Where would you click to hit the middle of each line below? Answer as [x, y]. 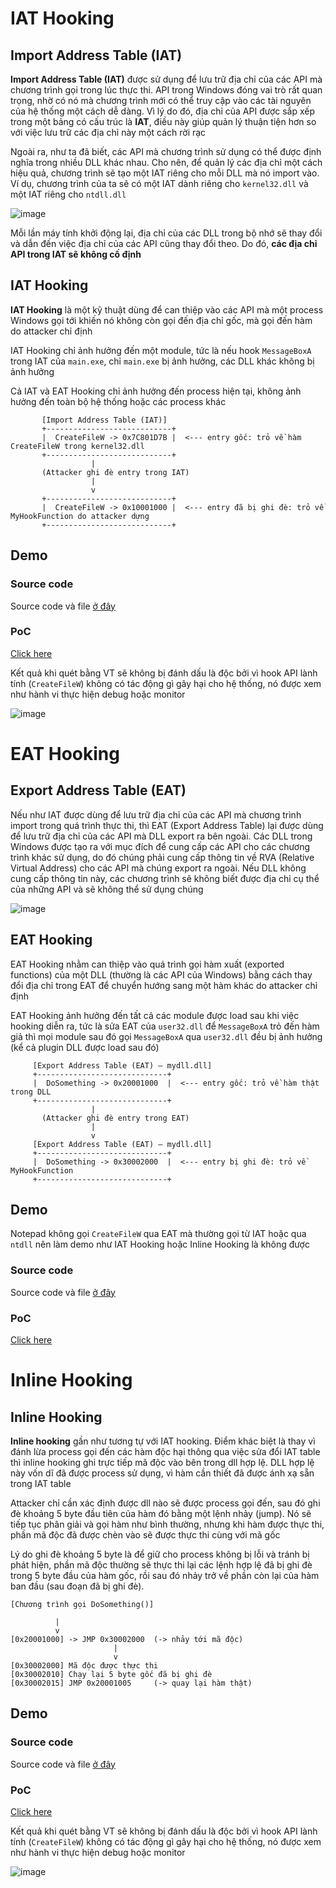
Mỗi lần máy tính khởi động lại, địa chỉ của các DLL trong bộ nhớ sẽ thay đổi [166, 233]
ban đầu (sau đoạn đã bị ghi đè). [77, 1586]
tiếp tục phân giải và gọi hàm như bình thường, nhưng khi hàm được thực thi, [167, 1524]
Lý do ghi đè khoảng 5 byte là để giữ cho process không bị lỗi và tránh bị [160, 1554]
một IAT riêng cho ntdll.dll [68, 194]
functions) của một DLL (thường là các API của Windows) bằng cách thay [161, 974]
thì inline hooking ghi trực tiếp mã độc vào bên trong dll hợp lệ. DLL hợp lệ [162, 1463]
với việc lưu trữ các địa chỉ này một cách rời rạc [108, 132]
